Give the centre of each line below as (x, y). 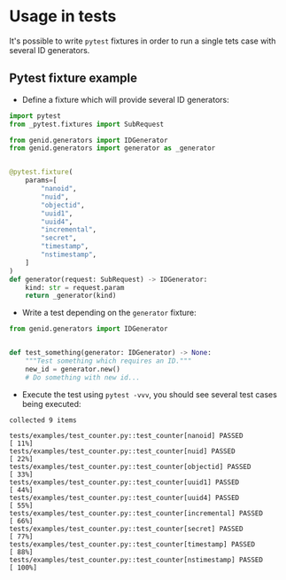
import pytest (35, 116)
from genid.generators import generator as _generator (112, 148)
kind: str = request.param (75, 287)
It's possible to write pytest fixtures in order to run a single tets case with (143, 41)
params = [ (41, 180)
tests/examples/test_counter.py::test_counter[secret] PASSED (126, 529)
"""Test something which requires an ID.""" (108, 361)
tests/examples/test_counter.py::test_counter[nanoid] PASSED (126, 435)
